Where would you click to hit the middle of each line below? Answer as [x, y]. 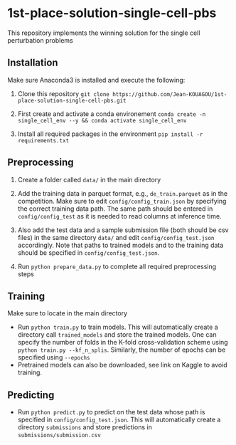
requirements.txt [43, 140]
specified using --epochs [54, 357]
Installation [33, 63]
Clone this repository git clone [64, 93]
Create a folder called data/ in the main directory [89, 179]
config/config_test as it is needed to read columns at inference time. [119, 216]
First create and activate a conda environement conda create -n [112, 114]
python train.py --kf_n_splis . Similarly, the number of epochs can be [122, 350]
